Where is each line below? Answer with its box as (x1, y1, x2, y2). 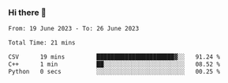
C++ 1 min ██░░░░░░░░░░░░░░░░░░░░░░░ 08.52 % (8, 60, 221, 68)
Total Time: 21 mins (8, 39, 77, 47)
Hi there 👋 (8, 7, 47, 18)
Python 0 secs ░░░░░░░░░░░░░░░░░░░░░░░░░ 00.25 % (8, 67, 221, 75)
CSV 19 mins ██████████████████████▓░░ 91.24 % (8, 53, 221, 61)
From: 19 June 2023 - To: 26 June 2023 (8, 25, 140, 33)
